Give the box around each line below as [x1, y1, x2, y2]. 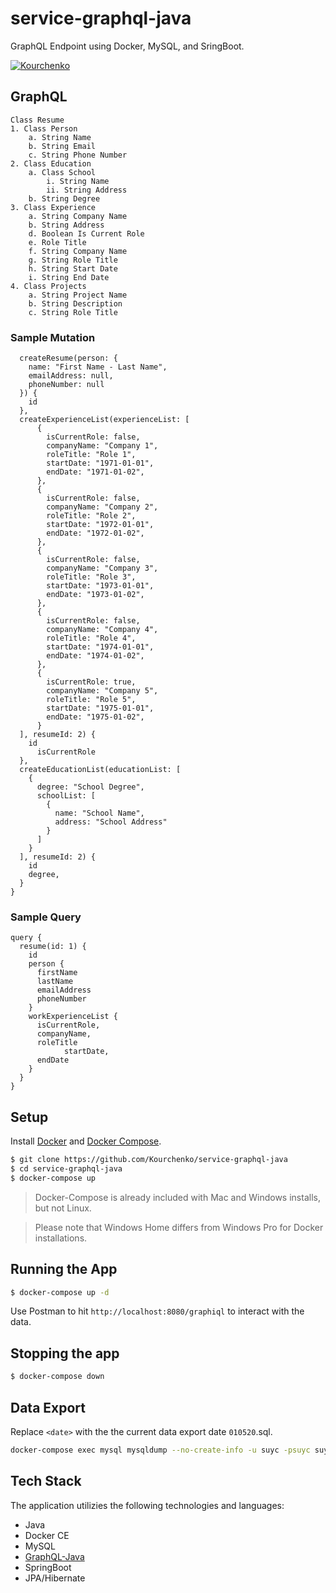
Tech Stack [10, 1473, 82, 1490]
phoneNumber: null [28, 380, 105, 390]
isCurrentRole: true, [46, 677, 137, 687]
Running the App [10, 1261, 118, 1278]
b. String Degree [28, 193, 101, 204]
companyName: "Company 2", [46, 502, 159, 512]
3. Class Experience [10, 202, 97, 212]
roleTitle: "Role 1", [46, 450, 137, 460]
